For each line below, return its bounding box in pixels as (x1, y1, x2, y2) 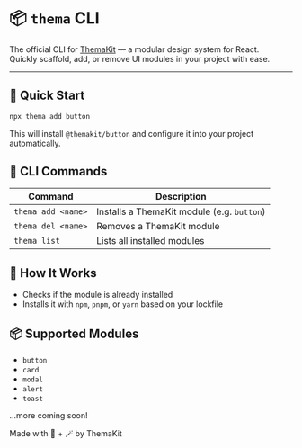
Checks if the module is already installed (22, 290, 173, 300)
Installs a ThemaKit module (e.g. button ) (95, 205, 266, 218)
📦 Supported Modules (9, 326, 139, 341)
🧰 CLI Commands (9, 164, 108, 179)
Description (155, 191, 207, 203)
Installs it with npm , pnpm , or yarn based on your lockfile (22, 299, 223, 309)
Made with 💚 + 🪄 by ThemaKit (9, 428, 123, 439)
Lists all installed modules (95, 235, 205, 247)
